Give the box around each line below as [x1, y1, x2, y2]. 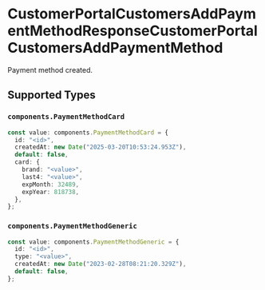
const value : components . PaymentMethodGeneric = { [7, 237, 180, 246]
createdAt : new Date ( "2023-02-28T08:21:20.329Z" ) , [14, 260, 187, 268]
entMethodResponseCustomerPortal [7, 22, 259, 40]
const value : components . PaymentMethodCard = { [7, 129, 169, 137]
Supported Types [7, 89, 97, 102]
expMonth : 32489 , [22, 181, 80, 189]
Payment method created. [7, 65, 93, 74]
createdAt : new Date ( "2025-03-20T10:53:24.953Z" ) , [14, 143, 187, 152]
